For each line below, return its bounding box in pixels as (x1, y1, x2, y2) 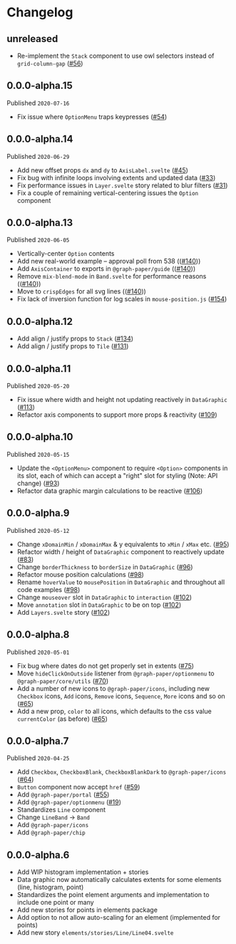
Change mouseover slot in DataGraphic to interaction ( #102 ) (16, 593, 193, 601)
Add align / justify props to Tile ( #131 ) (16, 342, 129, 351)
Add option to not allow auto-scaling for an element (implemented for (16, 913, 221, 922)
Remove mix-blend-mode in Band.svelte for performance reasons (16, 272, 207, 281)
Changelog (6, 4, 73, 21)
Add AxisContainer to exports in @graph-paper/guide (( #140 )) (16, 264, 196, 273)
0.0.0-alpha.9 (6, 507, 70, 519)
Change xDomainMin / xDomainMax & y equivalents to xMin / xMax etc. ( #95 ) (16, 539, 230, 549)
